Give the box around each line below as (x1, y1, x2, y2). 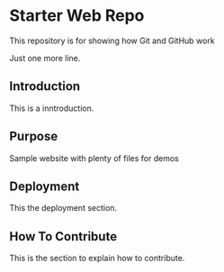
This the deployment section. (9, 203, 118, 213)
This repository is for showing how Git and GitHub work (9, 35, 215, 46)
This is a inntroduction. (9, 103, 94, 113)
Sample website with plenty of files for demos (9, 152, 180, 163)
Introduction (9, 78, 81, 95)
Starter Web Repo (9, 5, 145, 26)
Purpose (9, 129, 58, 144)
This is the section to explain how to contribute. (9, 253, 185, 264)
